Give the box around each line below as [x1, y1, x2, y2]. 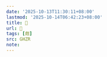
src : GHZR [6, 36, 31, 42]
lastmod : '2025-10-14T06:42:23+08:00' [6, 14, 103, 20]
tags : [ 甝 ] [6, 31, 33, 37]
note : [6, 42, 20, 48]
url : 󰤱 [6, 25, 23, 31]
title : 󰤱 [6, 20, 28, 26]
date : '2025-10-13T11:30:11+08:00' [6, 8, 95, 15]
